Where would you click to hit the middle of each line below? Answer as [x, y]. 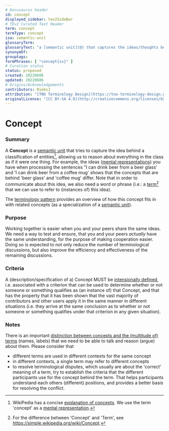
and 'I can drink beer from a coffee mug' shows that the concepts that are [82, 173]
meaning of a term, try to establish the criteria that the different [78, 372]
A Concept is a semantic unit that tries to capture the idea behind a [75, 150]
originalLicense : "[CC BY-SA [36, 99]
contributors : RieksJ [28, 89]
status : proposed [23, 71]
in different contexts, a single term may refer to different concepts [81, 361]
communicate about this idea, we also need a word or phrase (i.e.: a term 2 [82, 184]
